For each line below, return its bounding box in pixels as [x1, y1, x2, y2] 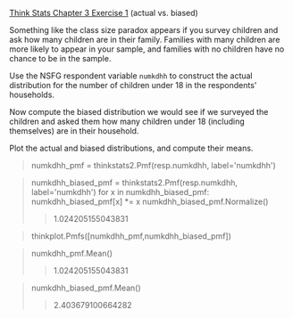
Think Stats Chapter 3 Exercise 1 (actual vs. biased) [9, 8, 198, 18]
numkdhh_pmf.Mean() [30, 249, 113, 258]
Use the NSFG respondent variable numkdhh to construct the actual [9, 70, 253, 81]
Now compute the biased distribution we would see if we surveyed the [9, 107, 269, 117]
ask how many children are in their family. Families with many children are [9, 35, 280, 45]
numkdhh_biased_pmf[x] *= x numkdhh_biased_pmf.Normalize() [30, 196, 269, 207]
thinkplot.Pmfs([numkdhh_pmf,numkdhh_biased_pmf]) [30, 231, 232, 241]
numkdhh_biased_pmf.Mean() [30, 282, 141, 293]
